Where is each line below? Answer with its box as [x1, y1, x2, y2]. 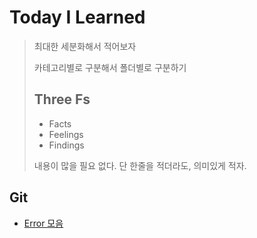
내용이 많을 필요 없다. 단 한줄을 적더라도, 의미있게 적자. [33, 159, 247, 171]
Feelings [48, 128, 84, 140]
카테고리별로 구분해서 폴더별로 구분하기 [33, 61, 187, 73]
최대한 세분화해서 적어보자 [33, 40, 137, 52]
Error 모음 [23, 217, 64, 229]
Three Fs [33, 91, 91, 108]
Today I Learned [9, 6, 146, 29]
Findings [48, 139, 85, 151]
